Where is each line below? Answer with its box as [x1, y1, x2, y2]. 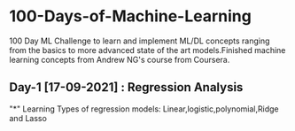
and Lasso [9, 112, 47, 123]
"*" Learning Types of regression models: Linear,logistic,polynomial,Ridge [9, 104, 279, 114]
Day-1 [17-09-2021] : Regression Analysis [9, 80, 244, 95]
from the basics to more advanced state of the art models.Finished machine [9, 44, 286, 55]
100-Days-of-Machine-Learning [9, 6, 252, 27]
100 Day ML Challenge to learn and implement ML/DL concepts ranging [9, 35, 270, 46]
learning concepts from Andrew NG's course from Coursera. [9, 54, 230, 65]
